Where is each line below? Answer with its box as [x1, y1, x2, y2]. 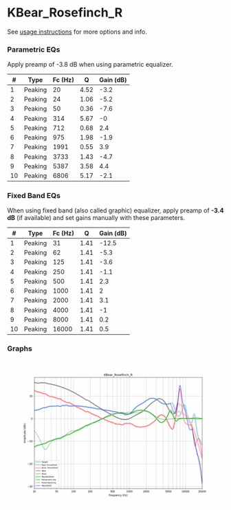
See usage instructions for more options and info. [7, 27, 148, 36]
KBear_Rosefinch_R [7, 5, 123, 21]
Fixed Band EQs [7, 190, 60, 200]
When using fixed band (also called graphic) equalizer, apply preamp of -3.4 [7, 206, 225, 214]
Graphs [7, 344, 32, 353]
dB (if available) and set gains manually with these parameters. [7, 214, 186, 222]
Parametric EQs [7, 45, 60, 54]
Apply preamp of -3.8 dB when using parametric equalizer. [7, 60, 173, 69]
